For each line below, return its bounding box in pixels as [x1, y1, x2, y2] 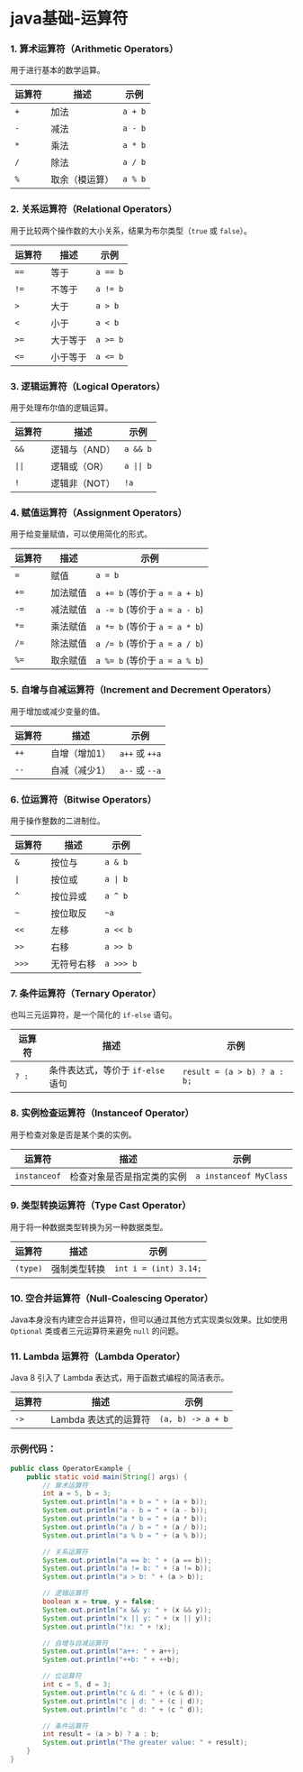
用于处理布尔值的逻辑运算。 [10, 402, 113, 413]
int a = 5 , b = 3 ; [42, 1489, 111, 1498]
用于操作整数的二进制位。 [10, 815, 105, 826]
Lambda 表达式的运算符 [50, 1413, 151, 1426]
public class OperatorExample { [10, 1464, 131, 1473]
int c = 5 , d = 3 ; [42, 1680, 111, 1689]
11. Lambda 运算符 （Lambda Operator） [10, 1350, 186, 1363]
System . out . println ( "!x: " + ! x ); [42, 1622, 172, 1631]
